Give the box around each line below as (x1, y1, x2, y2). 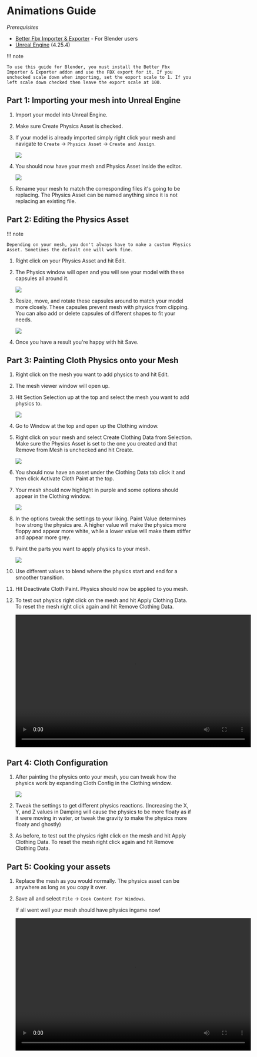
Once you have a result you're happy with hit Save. (15, 338, 139, 345)
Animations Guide (6, 4, 96, 18)
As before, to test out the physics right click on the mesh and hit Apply (15, 832, 186, 839)
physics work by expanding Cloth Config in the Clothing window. (15, 780, 172, 787)
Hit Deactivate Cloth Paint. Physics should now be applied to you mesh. (15, 586, 189, 593)
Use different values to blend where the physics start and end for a (15, 568, 178, 575)
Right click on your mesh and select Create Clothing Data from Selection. (15, 434, 192, 441)
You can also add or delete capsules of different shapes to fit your (15, 310, 176, 317)
